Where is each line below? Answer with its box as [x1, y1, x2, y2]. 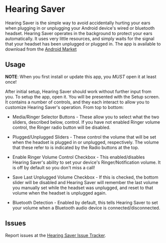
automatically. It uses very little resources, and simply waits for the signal [5, 36, 155, 42]
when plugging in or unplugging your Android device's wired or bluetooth [5, 25, 155, 31]
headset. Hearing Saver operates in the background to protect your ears [5, 30, 153, 36]
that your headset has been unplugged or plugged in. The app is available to [5, 41, 161, 47]
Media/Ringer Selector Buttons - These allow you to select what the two [12, 114, 160, 120]
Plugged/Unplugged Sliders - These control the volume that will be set [12, 134, 157, 140]
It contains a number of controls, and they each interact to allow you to [5, 99, 150, 105]
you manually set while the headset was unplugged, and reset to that [12, 185, 154, 191]
